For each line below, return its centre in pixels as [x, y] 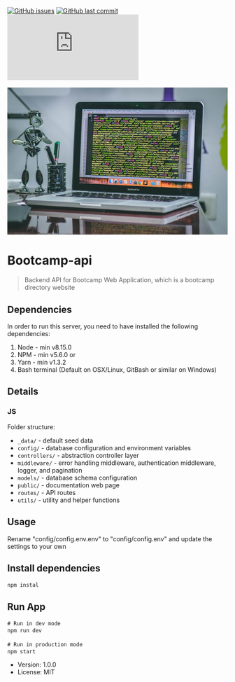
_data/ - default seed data [55, 440]
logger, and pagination [50, 470]
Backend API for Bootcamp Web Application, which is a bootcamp [119, 280]
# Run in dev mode [34, 624]
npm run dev [24, 631]
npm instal [23, 585]
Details [23, 392]
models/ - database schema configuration [77, 478]
